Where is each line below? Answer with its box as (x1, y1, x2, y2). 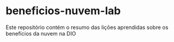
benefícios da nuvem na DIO (5, 30, 76, 37)
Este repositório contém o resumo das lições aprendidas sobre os (5, 24, 169, 31)
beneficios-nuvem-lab (5, 4, 121, 18)
